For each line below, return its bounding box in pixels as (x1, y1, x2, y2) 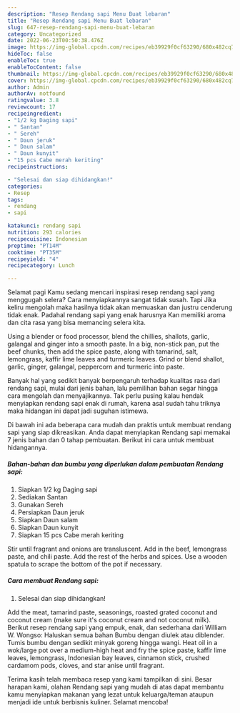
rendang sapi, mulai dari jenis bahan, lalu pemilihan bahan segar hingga (7, 384, 219, 393)
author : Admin (7, 84, 50, 91)
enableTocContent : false (7, 64, 81, 71)
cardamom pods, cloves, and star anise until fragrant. (7, 662, 165, 670)
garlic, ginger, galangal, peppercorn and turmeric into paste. (7, 362, 185, 372)
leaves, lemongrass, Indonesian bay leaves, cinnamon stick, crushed (7, 654, 209, 662)
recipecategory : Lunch (7, 262, 75, 269)
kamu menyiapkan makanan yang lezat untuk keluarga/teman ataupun (7, 690, 214, 699)
